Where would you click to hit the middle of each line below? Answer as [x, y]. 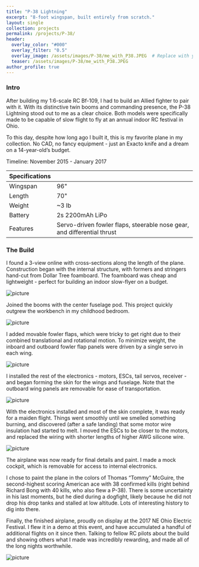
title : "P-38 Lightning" [37, 12]
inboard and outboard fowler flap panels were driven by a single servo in [95, 346]
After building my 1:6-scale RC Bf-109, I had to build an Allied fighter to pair [98, 100]
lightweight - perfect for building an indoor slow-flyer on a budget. [87, 281]
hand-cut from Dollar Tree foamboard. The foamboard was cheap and [92, 275]
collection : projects [33, 28]
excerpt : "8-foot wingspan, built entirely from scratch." [81, 17]
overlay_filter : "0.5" [39, 50]
